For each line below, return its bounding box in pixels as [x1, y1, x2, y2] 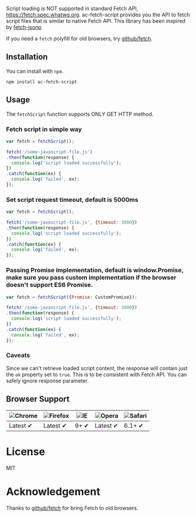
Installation [6, 52, 48, 62]
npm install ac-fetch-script [6, 79, 77, 85]
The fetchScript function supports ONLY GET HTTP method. [6, 110, 154, 117]
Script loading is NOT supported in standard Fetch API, [6, 5, 139, 12]
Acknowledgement [6, 485, 101, 498]
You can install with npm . [6, 67, 64, 75]
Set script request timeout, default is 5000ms [6, 195, 139, 204]
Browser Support [6, 394, 70, 404]
